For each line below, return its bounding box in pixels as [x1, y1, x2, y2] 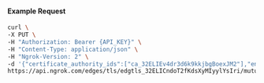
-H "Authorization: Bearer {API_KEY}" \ [7, 38, 143, 46]
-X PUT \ [7, 31, 36, 39]
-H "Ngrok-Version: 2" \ [7, 52, 89, 60]
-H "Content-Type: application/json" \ [7, 45, 139, 53]
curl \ [7, 23, 29, 31]
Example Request [7, 6, 66, 16]
